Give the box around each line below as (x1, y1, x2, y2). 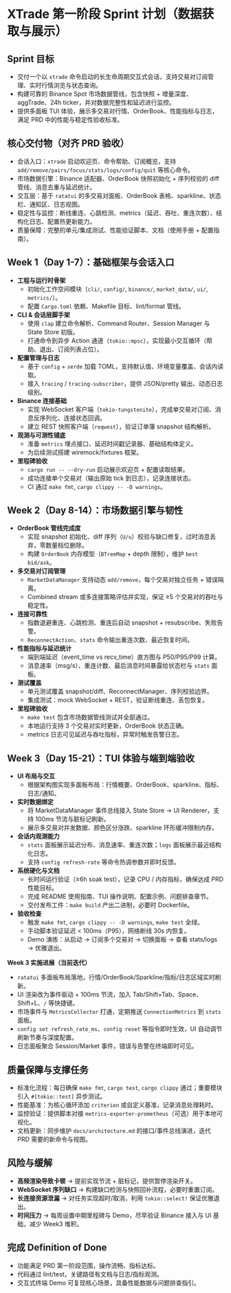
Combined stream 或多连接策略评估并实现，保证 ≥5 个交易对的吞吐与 (27, 593, 223, 601)
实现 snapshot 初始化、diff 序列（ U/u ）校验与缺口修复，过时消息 (27, 532, 210, 541)
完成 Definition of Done (7, 1242, 107, 1254)
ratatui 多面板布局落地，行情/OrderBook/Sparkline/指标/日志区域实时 (16, 973, 215, 981)
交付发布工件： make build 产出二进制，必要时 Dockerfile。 (27, 901, 194, 909)
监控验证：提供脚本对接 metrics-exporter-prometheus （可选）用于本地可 (16, 1109, 223, 1118)
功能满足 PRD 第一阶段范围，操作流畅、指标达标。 (16, 1261, 159, 1270)
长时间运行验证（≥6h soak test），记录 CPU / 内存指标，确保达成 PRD (27, 875, 224, 884)
